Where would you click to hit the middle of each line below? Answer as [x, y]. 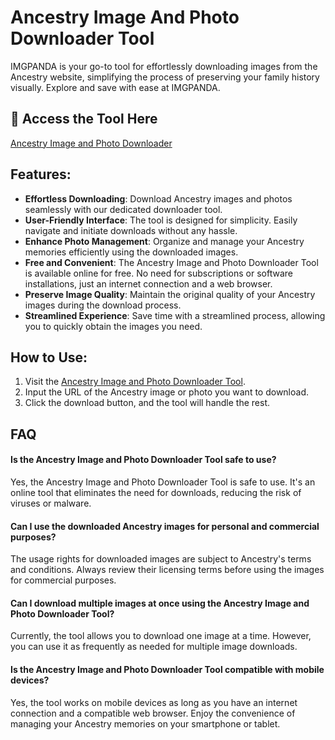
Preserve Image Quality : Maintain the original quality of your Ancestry [170, 294]
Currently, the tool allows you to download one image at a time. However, [161, 636]
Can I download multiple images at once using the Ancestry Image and [160, 603]
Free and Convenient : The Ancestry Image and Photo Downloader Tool [171, 262]
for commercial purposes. [63, 580]
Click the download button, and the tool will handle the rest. [147, 403]
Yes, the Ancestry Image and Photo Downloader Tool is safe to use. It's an [163, 482]
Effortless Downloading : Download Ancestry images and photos [158, 198]
